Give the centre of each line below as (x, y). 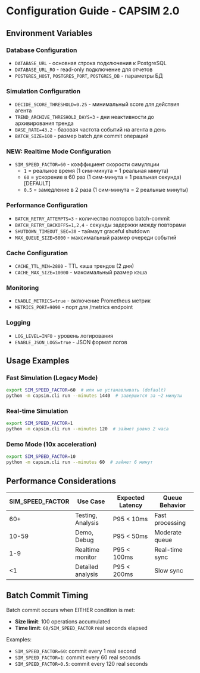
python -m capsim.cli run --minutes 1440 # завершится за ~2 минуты (94, 396)
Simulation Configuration (43, 91)
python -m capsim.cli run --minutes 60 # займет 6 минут (79, 462)
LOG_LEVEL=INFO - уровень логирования (64, 335)
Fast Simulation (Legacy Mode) (52, 378)
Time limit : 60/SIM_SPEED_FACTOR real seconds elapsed (81, 628)
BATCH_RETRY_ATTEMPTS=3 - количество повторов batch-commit (92, 218)
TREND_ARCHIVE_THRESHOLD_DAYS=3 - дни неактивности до (85, 117)
